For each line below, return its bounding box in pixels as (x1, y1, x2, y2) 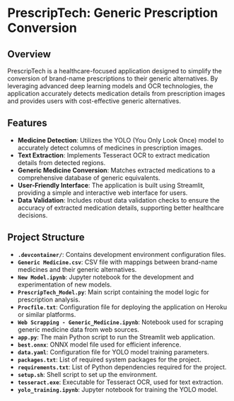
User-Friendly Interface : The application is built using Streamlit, (17, 181, 205, 189)
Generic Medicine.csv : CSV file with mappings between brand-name (17, 258, 218, 266)
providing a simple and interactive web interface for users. (17, 188, 188, 197)
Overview (7, 48, 52, 60)
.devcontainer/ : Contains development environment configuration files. (17, 250, 226, 258)
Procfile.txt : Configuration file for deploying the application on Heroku (17, 302, 228, 311)
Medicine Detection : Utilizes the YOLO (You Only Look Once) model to (17, 136, 224, 144)
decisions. (17, 210, 48, 220)
